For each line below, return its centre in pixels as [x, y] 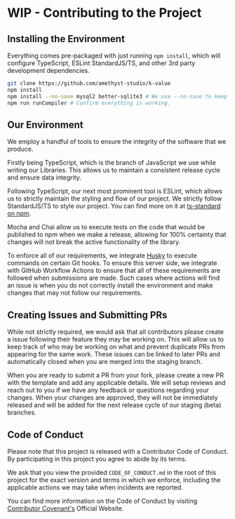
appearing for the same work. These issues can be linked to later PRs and [114, 354]
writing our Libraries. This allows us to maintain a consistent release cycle [114, 170]
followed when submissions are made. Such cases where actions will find [114, 278]
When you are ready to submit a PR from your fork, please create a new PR [116, 375]
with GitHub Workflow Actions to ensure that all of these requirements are [114, 271]
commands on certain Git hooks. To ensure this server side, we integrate [112, 263]
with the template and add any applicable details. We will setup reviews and [116, 383]
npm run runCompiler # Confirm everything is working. [89, 103]
